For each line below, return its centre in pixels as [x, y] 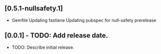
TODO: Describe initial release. [43, 47]
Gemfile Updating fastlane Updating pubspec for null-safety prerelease [84, 20]
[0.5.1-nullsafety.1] [34, 9]
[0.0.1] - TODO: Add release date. [56, 36]
